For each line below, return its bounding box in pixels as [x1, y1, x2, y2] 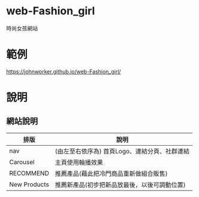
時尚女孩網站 [6, 24, 38, 32]
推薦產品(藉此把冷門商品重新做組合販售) [55, 169, 168, 177]
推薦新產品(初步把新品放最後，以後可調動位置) [55, 180, 186, 189]
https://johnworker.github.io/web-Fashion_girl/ [6, 67, 121, 75]
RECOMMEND [9, 169, 49, 177]
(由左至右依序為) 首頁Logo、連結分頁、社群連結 [55, 147, 190, 155]
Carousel [9, 158, 35, 166]
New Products [9, 180, 49, 189]
